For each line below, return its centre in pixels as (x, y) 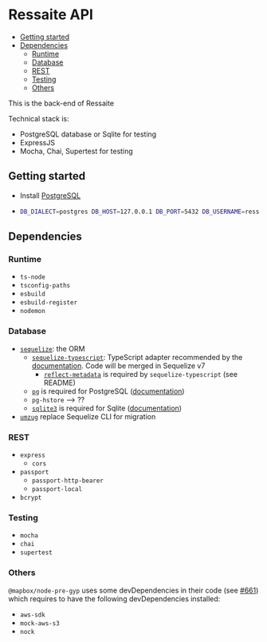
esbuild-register (49, 303)
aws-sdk (32, 615)
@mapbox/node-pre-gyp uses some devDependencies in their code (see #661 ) (133, 590)
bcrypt (31, 497)
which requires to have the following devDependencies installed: (114, 598)
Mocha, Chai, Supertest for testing (76, 151)
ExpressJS (37, 142)
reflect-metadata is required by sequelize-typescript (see (140, 374)
